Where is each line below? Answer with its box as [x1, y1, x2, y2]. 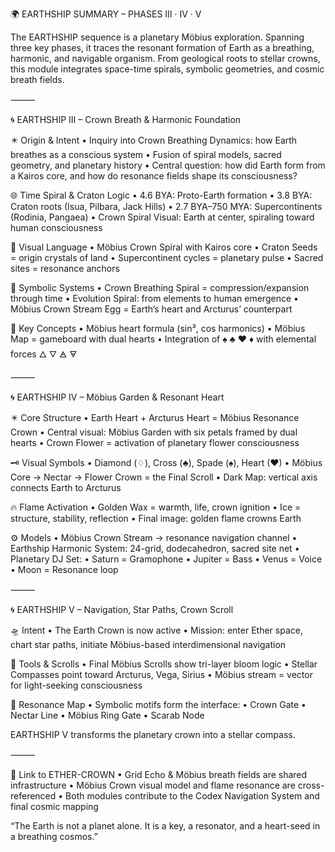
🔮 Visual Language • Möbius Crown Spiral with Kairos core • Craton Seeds [10, 241, 318, 253]
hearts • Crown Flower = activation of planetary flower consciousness [10, 437, 300, 448]
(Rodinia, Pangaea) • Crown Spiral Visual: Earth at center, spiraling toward [10, 211, 315, 223]
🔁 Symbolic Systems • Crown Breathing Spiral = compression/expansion [10, 282, 310, 293]
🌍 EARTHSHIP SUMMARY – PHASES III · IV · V [10, 8, 202, 20]
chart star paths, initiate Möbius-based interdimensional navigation [10, 639, 287, 650]
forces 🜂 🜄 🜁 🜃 [10, 348, 78, 360]
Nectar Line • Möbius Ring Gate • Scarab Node [10, 709, 205, 721]
